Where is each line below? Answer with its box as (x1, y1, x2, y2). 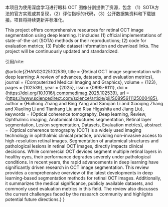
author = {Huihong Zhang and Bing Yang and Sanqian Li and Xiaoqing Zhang (5, 101, 163, 106)
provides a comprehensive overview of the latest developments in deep (5, 170, 153, 175)
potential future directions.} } (5, 196, 65, 202)
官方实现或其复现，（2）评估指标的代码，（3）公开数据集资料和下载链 (14, 11, 156, 17)
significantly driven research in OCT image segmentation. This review (5, 164, 149, 170)
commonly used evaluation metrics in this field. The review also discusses (5, 186, 158, 191)
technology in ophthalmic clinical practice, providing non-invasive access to (5, 132, 162, 138)
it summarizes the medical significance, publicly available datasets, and (5, 180, 153, 186)
